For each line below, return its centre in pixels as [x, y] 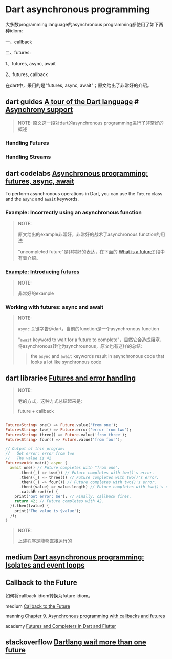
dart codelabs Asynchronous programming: [77, 173]
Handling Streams [28, 157]
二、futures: [18, 52]
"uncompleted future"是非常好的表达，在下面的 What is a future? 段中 [91, 251]
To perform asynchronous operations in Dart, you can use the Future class [84, 194]
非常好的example [36, 293]
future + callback [36, 411]
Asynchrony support [39, 110]
